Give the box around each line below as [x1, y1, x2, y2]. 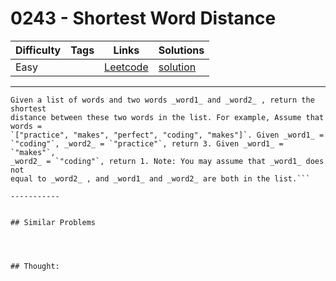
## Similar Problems [10, 217, 97, 227]
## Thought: [10, 261, 60, 271]
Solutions [158, 43, 205, 57]
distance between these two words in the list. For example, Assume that [10, 112, 325, 122]
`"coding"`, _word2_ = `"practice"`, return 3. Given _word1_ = [10, 138, 284, 149]
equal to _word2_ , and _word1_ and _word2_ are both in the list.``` [10, 173, 311, 184]
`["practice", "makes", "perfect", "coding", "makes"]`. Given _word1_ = [10, 130, 325, 140]
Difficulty [15, 43, 62, 57]
